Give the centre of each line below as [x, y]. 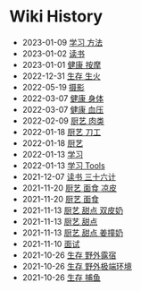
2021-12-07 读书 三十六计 [69, 176]
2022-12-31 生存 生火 [61, 76]
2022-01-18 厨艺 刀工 [61, 132]
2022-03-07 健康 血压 [63, 109]
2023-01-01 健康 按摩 [62, 64]
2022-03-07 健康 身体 [63, 98]
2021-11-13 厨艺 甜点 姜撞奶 [72, 232]
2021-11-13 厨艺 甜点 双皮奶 [72, 210]
